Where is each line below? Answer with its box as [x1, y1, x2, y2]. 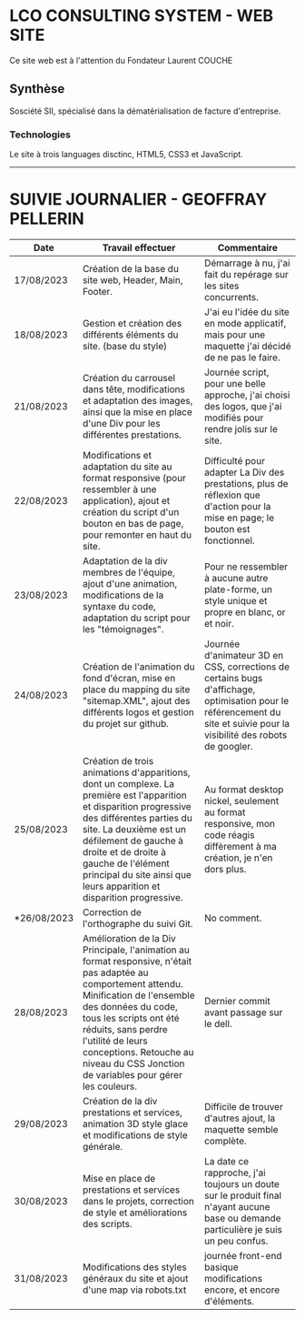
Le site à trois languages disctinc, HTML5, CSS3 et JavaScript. [9, 149, 243, 160]
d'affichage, [203, 683, 256, 696]
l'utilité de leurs [82, 1034, 148, 1047]
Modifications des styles [82, 1261, 188, 1274]
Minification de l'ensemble [82, 989, 195, 1002]
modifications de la [82, 589, 164, 601]
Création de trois [82, 754, 154, 767]
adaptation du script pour [82, 611, 191, 624]
